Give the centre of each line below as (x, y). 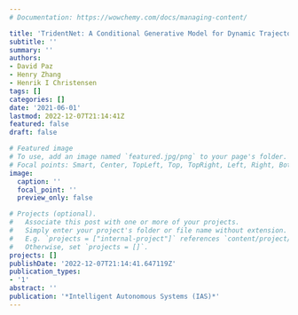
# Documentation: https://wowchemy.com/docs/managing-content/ (129, 17)
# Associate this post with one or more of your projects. (125, 223)
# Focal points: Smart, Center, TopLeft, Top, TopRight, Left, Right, (142, 165)
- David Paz (31, 67)
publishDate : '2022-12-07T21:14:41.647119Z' (93, 264)
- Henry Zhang (35, 75)
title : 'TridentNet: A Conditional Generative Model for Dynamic (132, 33)
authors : (25, 59)
